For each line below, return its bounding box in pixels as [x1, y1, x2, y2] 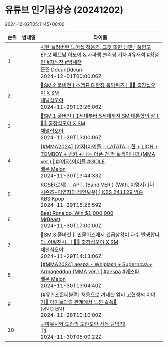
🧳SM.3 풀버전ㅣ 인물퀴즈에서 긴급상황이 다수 [40, 231, 140, 238]
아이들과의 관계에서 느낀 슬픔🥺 [49, 298, 117, 305]
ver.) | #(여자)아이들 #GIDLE [40, 158, 105, 165]
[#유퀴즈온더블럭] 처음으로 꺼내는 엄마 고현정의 [40, 291, 145, 298]
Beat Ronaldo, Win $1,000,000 [40, 209, 114, 216]
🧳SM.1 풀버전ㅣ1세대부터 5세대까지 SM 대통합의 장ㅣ [40, 112, 160, 119]
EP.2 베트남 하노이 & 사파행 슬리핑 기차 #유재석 [40, 51, 146, 58]
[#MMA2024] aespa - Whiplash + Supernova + [40, 261, 153, 268]
